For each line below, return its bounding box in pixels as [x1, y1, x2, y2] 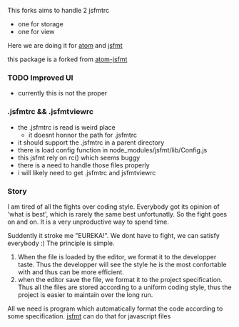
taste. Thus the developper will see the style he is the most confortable [17, 260, 227, 269]
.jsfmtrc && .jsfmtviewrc [7, 107, 94, 117]
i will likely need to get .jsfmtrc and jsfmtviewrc [17, 168, 156, 177]
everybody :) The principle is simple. [7, 239, 115, 247]
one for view [17, 28, 55, 36]
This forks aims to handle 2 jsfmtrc [7, 6, 110, 14]
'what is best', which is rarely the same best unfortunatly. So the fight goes [7, 209, 227, 218]
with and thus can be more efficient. [17, 267, 125, 276]
